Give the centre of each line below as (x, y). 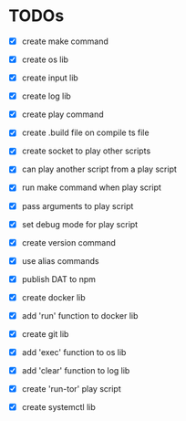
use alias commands (60, 260)
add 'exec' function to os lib (74, 352)
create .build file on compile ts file (85, 132)
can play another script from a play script (99, 169)
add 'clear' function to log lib (76, 371)
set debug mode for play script (80, 224)
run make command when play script (91, 187)
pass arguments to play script (77, 205)
